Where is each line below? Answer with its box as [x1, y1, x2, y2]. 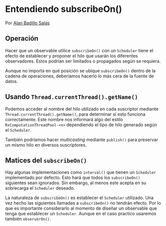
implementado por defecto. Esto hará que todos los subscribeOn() [5, 175, 141, 181]
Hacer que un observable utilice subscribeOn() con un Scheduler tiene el [5, 47, 154, 53]
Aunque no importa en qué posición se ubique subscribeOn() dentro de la [5, 68, 156, 74]
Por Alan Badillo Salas [5, 20, 50, 26]
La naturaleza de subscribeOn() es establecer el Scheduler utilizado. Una [5, 195, 154, 201]
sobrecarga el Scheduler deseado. [5, 185, 76, 191]
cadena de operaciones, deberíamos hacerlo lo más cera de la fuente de [5, 73, 154, 79]
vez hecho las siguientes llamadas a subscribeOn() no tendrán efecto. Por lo [5, 200, 162, 206]
